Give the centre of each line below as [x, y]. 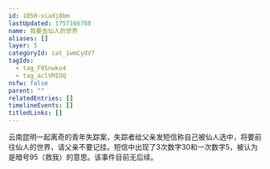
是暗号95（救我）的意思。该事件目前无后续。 [83, 157]
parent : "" [27, 91]
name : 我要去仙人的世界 [43, 31]
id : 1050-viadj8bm [39, 16]
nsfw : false [28, 83]
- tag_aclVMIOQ [41, 76]
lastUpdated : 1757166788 [50, 23]
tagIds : [21, 61]
